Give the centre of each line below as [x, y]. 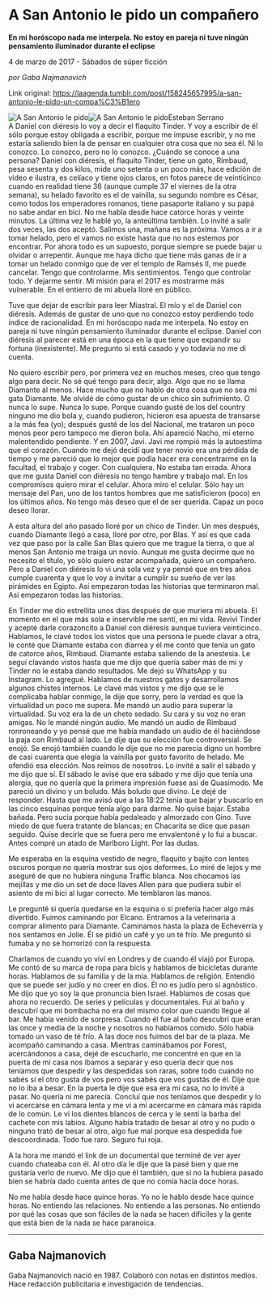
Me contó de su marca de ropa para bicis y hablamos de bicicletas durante [133, 967]
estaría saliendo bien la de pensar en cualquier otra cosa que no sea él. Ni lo [136, 143]
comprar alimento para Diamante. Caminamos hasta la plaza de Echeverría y [136, 926]
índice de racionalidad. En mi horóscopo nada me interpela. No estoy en [129, 322]
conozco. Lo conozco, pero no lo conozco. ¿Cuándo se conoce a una [124, 151]
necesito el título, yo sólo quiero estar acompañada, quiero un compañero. [132, 560]
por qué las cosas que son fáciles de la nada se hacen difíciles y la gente [130, 1214]
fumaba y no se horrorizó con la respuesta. [80, 943]
